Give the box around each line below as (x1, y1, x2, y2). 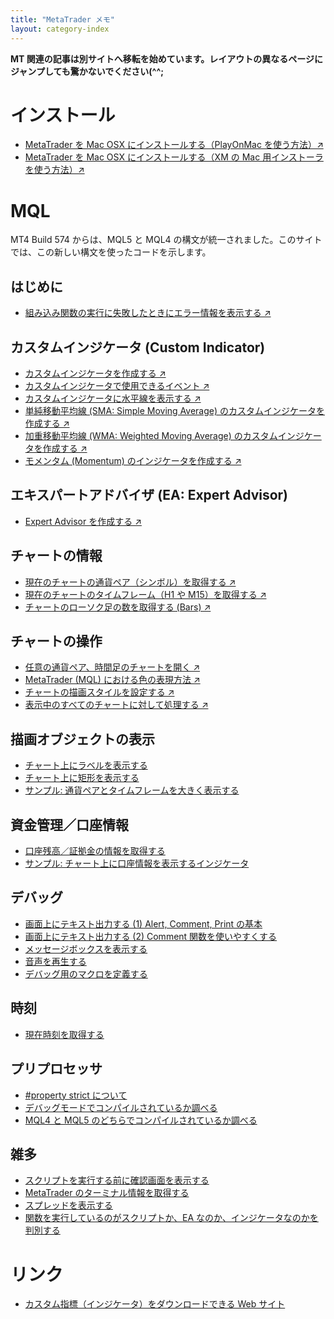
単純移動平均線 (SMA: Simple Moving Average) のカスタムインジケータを (24, 405, 326, 416)
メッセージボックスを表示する (24, 942, 148, 955)
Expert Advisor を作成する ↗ (24, 515, 142, 527)
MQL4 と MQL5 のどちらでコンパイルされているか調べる (24, 1114, 258, 1126)
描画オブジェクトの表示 (10, 731, 155, 748)
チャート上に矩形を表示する (24, 772, 140, 784)
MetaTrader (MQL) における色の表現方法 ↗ (24, 674, 201, 686)
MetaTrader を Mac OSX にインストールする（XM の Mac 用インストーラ (24, 151, 324, 163)
